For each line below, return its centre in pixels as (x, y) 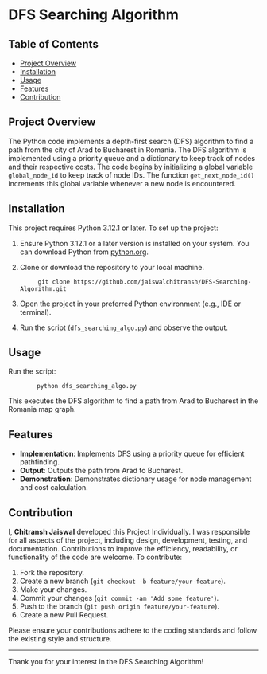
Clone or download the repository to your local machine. (112, 267)
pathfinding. (39, 462)
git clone (54, 282)
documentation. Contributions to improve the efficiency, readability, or (123, 549)
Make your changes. (53, 590)
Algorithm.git (43, 288)
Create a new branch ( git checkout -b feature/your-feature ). (123, 581)
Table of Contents (54, 44)
